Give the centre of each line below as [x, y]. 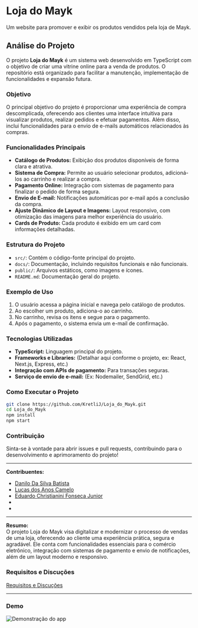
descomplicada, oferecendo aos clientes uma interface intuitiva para [89, 113]
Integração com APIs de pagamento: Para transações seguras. [92, 370]
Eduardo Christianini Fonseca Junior [59, 496]
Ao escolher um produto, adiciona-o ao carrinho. [74, 311]
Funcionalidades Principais [46, 147]
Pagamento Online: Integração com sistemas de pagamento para [94, 186]
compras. [18, 132]
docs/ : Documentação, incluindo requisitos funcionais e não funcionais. [101, 263]
